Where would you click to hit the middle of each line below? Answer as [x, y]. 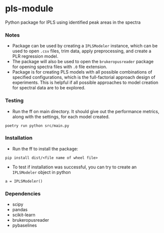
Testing [14, 101]
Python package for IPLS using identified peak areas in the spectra [73, 22]
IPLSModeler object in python [42, 172]
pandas [20, 210]
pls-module [29, 9]
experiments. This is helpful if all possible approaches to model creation [85, 82]
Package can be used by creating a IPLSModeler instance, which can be [85, 46]
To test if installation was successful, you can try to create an [74, 167]
